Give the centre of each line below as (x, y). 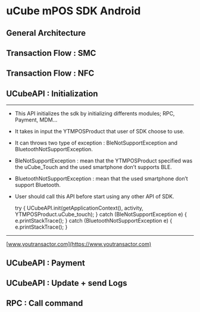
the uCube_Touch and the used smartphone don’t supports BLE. (93, 167)
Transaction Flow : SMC (51, 53)
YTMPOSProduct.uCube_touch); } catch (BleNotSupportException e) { (101, 214)
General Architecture (46, 33)
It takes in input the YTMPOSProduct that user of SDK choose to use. (99, 132)
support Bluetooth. (38, 185)
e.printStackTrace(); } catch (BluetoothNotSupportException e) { (93, 221)
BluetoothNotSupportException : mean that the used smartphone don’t (101, 179)
